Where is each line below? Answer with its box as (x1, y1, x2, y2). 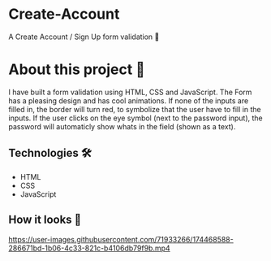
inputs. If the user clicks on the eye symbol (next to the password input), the (8, 113, 264, 123)
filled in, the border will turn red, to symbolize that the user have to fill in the (8, 104, 261, 114)
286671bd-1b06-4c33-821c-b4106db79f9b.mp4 (8, 243, 170, 253)
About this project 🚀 (8, 60, 146, 79)
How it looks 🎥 (8, 213, 82, 227)
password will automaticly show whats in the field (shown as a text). (8, 121, 236, 131)
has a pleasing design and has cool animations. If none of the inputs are (8, 95, 249, 106)
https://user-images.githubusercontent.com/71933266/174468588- (8, 234, 234, 244)
